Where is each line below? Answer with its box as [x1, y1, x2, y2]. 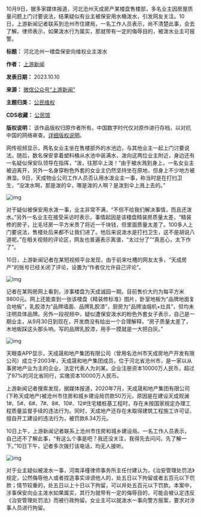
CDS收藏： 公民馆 [6, 111, 51, 118]
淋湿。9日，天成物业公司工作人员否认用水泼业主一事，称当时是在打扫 [6, 174, 178, 181]
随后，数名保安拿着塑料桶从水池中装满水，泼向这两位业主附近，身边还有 [16, 152, 195, 159]
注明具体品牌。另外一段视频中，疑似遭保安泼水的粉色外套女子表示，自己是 [6, 311, 190, 317]
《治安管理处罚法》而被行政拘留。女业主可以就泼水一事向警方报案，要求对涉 [6, 497, 195, 504]
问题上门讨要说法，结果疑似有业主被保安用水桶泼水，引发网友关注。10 [11, 13, 185, 20]
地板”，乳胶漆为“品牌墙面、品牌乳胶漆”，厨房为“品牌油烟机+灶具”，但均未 [11, 303, 194, 310]
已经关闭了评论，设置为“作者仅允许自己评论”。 [29, 264, 145, 270]
